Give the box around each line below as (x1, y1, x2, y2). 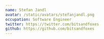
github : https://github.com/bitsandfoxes (5, 26, 95, 31)
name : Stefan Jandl (5, 7, 47, 13)
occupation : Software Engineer (5, 17, 72, 22)
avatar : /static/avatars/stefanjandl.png (5, 12, 95, 17)
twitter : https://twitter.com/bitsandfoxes (5, 21, 99, 27)
